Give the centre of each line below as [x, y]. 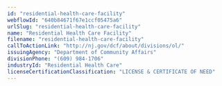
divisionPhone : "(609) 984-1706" [55, 59]
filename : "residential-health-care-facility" [76, 40]
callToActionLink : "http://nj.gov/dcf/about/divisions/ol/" [96, 46]
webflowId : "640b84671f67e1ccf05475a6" [65, 20]
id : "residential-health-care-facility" [67, 14]
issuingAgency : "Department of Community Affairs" [82, 53]
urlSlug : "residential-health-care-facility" [74, 26]
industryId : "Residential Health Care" [65, 65]
